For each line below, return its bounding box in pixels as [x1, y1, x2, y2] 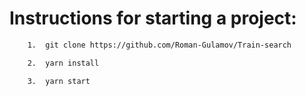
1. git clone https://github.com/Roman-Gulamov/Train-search [27, 40, 292, 50]
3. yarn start [27, 76, 91, 86]
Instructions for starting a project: [9, 7, 297, 30]
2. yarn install [27, 58, 100, 68]
